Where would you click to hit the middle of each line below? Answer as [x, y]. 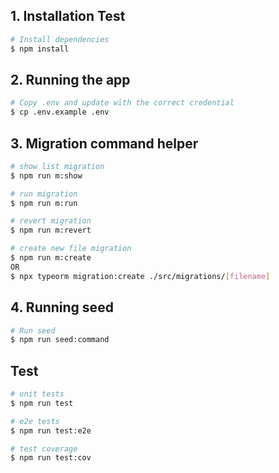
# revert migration [51, 221]
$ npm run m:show [46, 175]
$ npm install [40, 49]
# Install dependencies [60, 39]
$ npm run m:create [51, 258]
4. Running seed [62, 307]
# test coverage [44, 449]
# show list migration [57, 166]
